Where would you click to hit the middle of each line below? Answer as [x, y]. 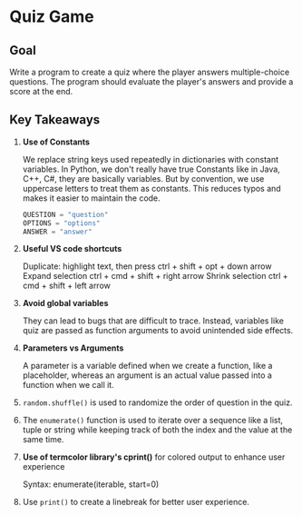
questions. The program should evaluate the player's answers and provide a [151, 82]
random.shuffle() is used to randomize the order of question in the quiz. [157, 402]
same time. [43, 440]
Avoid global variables [65, 303]
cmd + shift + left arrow [67, 286]
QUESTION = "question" [65, 214]
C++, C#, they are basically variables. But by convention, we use [143, 178]
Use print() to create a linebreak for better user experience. [136, 502]
